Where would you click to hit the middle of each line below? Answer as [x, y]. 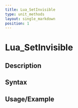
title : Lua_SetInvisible [30, 10]
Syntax [16, 82]
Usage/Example [30, 99]
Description [23, 66]
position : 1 [17, 23]
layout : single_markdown [30, 19]
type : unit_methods [25, 14]
